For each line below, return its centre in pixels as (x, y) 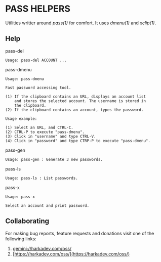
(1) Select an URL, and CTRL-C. (39, 127)
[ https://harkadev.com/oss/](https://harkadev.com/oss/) (71, 254)
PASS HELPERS (38, 9)
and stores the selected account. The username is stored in (80, 101)
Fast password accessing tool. (38, 88)
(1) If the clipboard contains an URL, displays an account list (75, 97)
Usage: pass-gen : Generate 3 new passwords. (54, 159)
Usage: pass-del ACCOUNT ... (36, 60)
